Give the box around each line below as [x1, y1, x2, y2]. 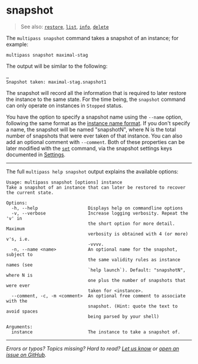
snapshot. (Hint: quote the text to [87, 303, 178, 309]
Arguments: [6, 324, 33, 330]
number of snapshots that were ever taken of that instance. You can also [6, 132, 183, 139]
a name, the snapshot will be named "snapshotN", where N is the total [6, 126, 176, 133]
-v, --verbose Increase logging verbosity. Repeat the [11, 210, 189, 216]
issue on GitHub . [6, 351, 47, 358]
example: [6, 41, 28, 48]
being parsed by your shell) [87, 313, 160, 319]
